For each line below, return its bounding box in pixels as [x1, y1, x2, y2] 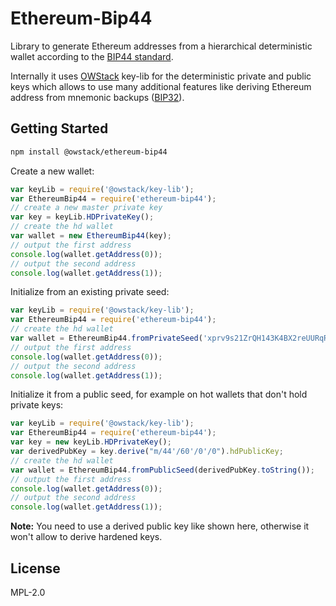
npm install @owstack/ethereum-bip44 [10, 147, 168, 157]
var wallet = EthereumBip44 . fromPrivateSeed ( [10, 333, 203, 343]
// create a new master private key [10, 203, 163, 213]
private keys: [10, 399, 64, 411]
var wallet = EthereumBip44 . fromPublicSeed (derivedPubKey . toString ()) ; [10, 465, 315, 475]
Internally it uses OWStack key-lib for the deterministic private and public [10, 70, 312, 82]
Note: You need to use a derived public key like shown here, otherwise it [10, 520, 310, 532]
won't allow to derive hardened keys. [10, 531, 163, 543]
